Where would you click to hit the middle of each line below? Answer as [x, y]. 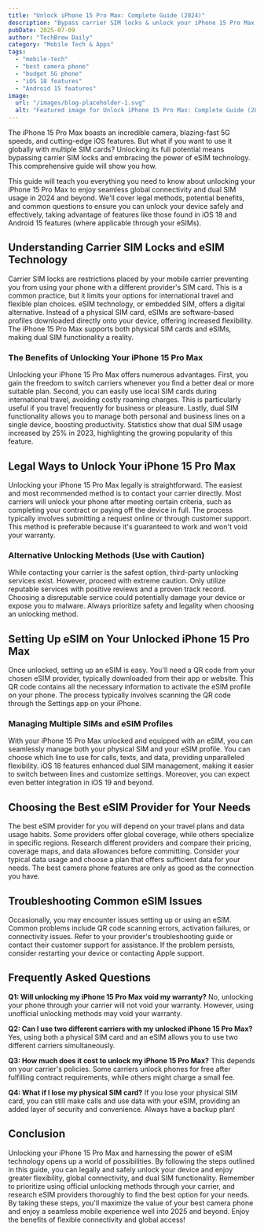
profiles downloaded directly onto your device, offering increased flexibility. [130, 320]
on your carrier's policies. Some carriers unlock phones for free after [120, 1069]
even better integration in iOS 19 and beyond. [81, 783]
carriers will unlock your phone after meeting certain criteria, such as [120, 501]
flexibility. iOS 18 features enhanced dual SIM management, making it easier [131, 766]
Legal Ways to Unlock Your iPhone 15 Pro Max [122, 466]
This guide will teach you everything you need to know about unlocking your [132, 181]
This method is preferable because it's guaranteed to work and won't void [128, 526]
